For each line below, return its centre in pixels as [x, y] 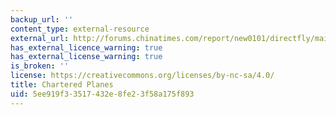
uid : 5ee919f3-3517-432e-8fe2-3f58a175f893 [102, 94]
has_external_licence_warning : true [86, 47]
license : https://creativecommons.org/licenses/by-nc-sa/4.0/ [142, 76]
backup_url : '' [42, 19]
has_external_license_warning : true [86, 57]
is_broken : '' [40, 66]
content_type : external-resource [80, 29]
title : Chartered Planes [62, 85]
